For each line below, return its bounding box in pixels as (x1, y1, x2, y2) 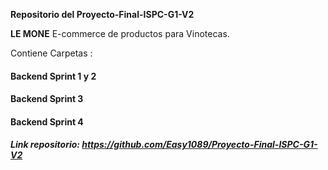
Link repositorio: (10, 139, 80, 151)
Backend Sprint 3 (10, 93, 84, 105)
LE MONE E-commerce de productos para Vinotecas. (10, 28, 230, 39)
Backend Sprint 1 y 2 (10, 70, 97, 82)
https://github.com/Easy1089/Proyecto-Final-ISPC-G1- (81, 139, 318, 151)
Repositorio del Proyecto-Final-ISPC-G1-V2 (10, 9, 195, 20)
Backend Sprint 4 (10, 115, 84, 128)
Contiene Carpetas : (10, 47, 93, 59)
